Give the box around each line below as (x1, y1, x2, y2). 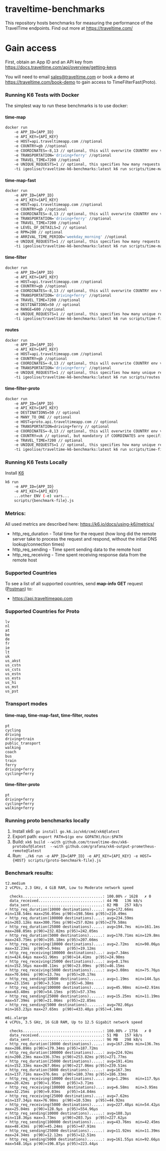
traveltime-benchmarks (5, 3, 105, 15)
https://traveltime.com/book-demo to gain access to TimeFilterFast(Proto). (5, 79, 157, 85)
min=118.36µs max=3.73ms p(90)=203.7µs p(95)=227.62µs (5, 1115, 127, 1120)
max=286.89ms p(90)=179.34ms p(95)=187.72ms (5, 1045, 98, 1051)
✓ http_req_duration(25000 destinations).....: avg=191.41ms (5, 1059, 134, 1064)
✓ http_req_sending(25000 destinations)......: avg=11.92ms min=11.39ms (5, 1128, 161, 1133)
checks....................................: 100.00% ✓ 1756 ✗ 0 (9, 1028, 152, 1033)
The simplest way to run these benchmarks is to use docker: (5, 103, 128, 109)
